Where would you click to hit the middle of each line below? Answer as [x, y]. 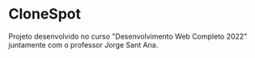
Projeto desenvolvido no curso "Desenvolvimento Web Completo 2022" [128, 36]
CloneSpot [45, 14]
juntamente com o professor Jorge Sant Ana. [83, 44]
